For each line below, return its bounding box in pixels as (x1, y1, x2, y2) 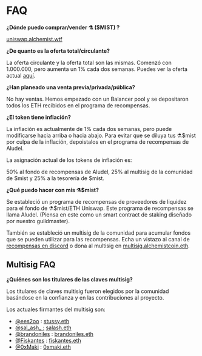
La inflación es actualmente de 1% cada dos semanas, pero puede (6, 125, 172, 132)
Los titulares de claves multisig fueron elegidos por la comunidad (6, 287, 169, 295)
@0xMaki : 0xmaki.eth (15, 343, 72, 351)
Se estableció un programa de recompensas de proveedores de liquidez (6, 198, 187, 205)
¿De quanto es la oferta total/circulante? (6, 47, 110, 55)
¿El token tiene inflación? (6, 113, 72, 121)
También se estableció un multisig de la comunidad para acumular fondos (6, 229, 191, 237)
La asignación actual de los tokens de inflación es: (6, 156, 132, 164)
